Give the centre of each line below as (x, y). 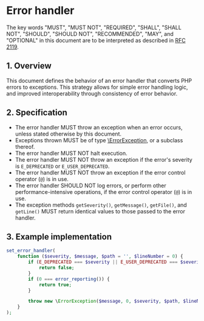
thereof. (25, 147)
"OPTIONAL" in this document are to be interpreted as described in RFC (96, 40)
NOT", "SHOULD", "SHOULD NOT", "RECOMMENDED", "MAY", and (90, 33)
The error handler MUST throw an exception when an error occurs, (99, 127)
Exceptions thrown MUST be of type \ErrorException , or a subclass (99, 140)
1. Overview (29, 66)
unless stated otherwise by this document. (68, 134)
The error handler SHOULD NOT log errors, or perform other (90, 185)
